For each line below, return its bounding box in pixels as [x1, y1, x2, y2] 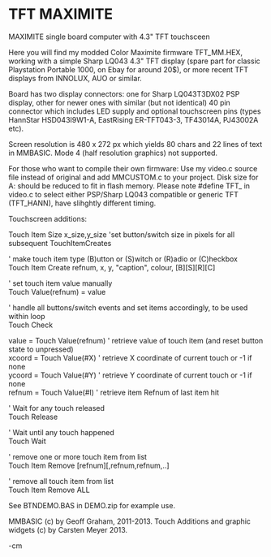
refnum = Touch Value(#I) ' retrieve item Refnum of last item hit [8, 387, 220, 397]
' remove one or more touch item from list [8, 451, 148, 461]
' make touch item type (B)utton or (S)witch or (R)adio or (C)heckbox [8, 253, 238, 264]
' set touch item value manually [8, 278, 113, 288]
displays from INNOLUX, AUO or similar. [8, 73, 142, 83]
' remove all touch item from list [8, 476, 114, 486]
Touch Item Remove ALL [8, 485, 91, 494]
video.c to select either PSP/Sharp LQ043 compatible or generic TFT [8, 189, 239, 199]
